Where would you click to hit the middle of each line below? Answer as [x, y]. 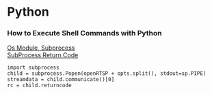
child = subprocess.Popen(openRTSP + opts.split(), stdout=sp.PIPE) [107, 74]
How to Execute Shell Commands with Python [84, 33]
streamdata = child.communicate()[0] [61, 80]
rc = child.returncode [39, 86]
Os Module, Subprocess [41, 48]
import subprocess [33, 68]
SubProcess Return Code [43, 55]
